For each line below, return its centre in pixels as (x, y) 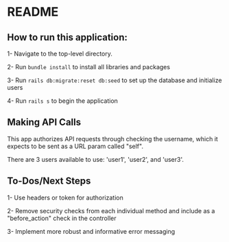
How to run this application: (68, 37)
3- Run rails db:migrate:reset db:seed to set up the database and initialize (114, 80)
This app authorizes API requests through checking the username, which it (112, 138)
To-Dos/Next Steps (49, 181)
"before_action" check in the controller (62, 218)
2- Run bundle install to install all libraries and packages (88, 67)
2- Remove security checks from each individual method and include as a (111, 210)
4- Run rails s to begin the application (63, 101)
